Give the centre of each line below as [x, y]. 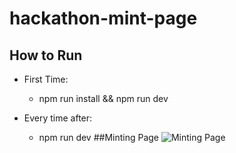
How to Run [46, 55]
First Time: [46, 79]
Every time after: [58, 118]
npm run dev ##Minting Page [99, 137]
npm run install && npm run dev [103, 98]
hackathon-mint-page [103, 18]
